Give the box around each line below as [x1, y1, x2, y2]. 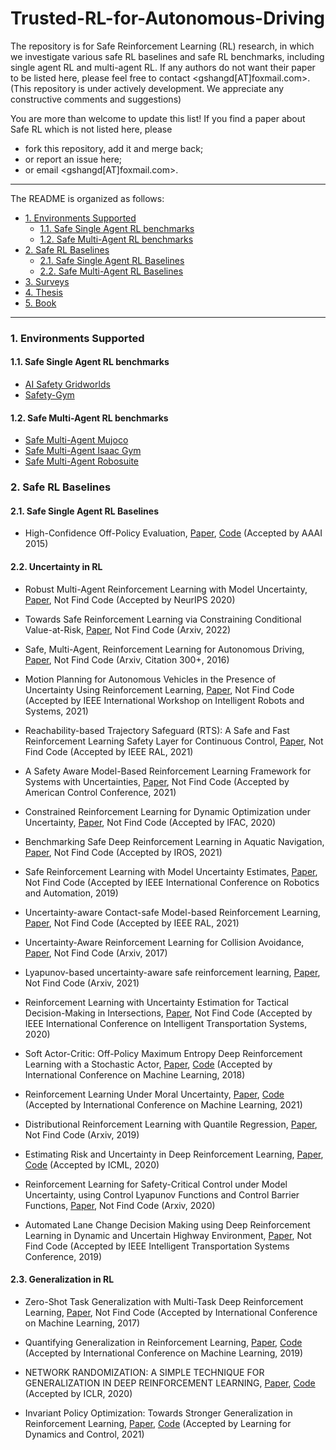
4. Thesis [24, 286, 63, 298]
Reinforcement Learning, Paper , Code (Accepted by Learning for [24, 1417, 292, 1429]
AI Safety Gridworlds [24, 378, 111, 391]
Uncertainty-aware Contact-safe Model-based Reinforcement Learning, [24, 906, 322, 918]
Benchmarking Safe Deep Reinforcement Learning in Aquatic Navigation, [24, 835, 325, 847]
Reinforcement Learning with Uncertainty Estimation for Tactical [24, 996, 289, 1008]
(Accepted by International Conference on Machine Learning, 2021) [24, 1098, 303, 1111]
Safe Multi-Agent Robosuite [24, 455, 139, 467]
